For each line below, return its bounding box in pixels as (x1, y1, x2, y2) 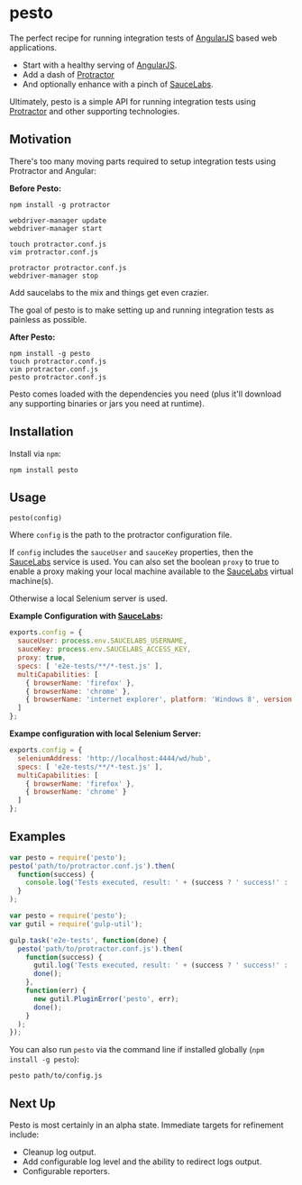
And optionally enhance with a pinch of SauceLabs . (22, 78, 214, 89)
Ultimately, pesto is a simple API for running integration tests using (9, 96, 257, 106)
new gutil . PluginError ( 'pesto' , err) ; (32, 994, 179, 1003)
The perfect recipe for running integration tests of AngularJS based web (9, 32, 278, 43)
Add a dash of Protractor (22, 68, 115, 79)
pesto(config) (9, 514, 63, 523)
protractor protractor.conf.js (9, 263, 127, 272)
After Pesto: (9, 332, 56, 342)
